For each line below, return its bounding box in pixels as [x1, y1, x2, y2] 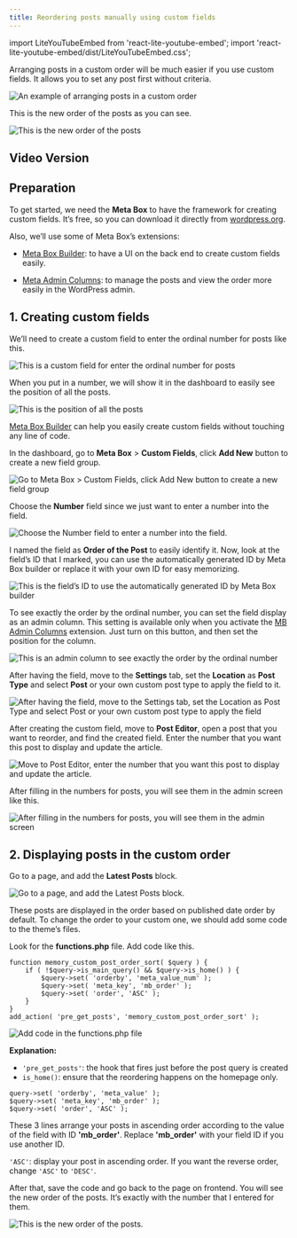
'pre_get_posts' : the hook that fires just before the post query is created [21, 1062, 288, 1073]
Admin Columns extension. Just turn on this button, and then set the [9, 626, 259, 637]
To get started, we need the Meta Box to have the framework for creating [9, 204, 277, 215]
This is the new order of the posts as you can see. [9, 107, 192, 118]
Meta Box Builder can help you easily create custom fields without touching [9, 420, 285, 431]
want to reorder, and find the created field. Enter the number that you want [9, 733, 282, 743]
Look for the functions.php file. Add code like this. [9, 941, 195, 952]
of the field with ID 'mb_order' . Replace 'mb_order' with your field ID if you [9, 1130, 284, 1140]
